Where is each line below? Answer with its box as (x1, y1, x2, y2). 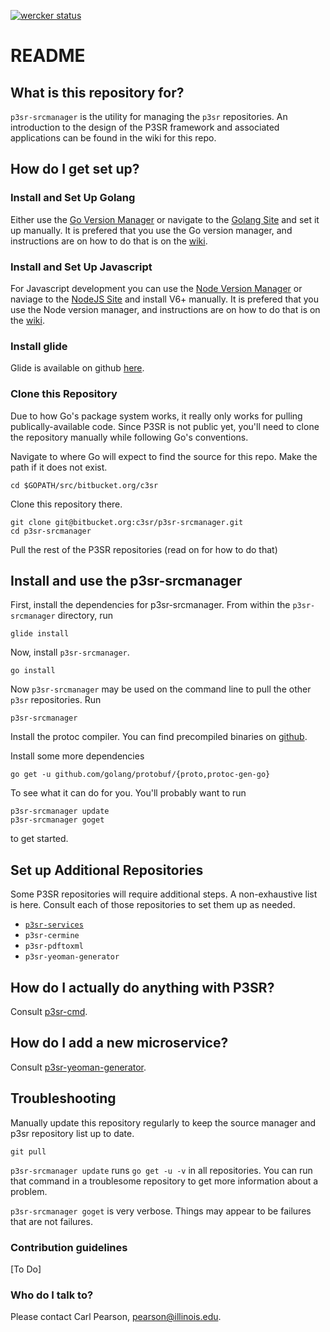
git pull (10, 1146, 47, 1157)
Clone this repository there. (10, 498, 123, 510)
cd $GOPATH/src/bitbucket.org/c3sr (10, 480, 159, 490)
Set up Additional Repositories (10, 861, 204, 879)
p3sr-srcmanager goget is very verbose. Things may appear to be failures (10, 1205, 312, 1217)
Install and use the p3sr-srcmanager (10, 572, 243, 589)
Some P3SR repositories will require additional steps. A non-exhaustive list (10, 888, 318, 900)
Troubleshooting (10, 1090, 117, 1107)
